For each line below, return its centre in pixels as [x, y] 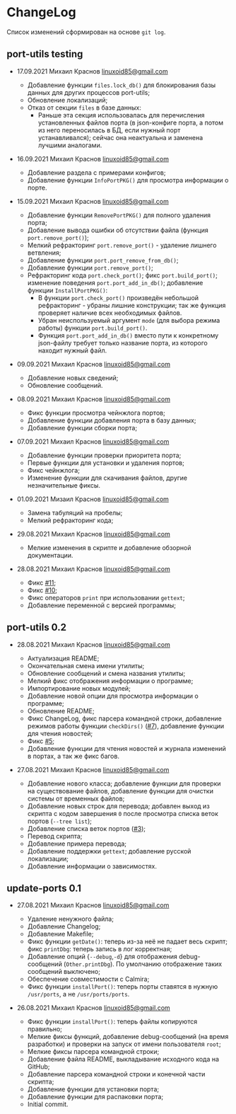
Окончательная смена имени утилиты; [86, 665]
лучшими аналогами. [70, 145]
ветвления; [44, 253]
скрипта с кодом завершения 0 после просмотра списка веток [123, 813]
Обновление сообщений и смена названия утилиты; [106, 673]
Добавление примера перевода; [77, 844]
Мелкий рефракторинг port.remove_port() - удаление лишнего [122, 245]
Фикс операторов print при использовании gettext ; [106, 597]
